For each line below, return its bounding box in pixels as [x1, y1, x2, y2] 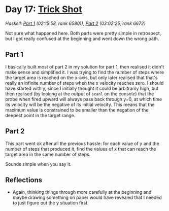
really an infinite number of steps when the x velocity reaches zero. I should [5, 80, 164, 86]
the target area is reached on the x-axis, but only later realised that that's [5, 75, 158, 81]
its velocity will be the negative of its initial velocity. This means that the [5, 101, 155, 108]
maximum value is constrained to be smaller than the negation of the [5, 107, 149, 113]
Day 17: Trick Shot [5, 4, 82, 15]
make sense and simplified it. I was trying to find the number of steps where [5, 69, 164, 75]
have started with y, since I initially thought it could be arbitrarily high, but [5, 85, 159, 91]
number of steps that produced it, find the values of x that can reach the [5, 146, 156, 152]
